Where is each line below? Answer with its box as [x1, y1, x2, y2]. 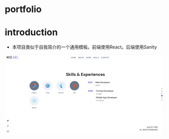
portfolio [5, 4, 42, 15]
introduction [5, 27, 58, 38]
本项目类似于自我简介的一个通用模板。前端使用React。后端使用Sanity [12, 44, 157, 50]
